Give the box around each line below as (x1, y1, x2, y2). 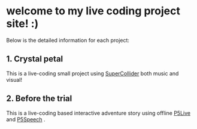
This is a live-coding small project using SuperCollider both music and (6, 70, 179, 77)
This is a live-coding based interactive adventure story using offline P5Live (6, 109, 190, 116)
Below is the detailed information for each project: (6, 36, 130, 44)
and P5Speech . (6, 115, 46, 123)
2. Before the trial (6, 94, 72, 104)
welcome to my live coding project (6, 4, 181, 18)
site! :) (6, 17, 39, 30)
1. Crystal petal (6, 54, 63, 64)
